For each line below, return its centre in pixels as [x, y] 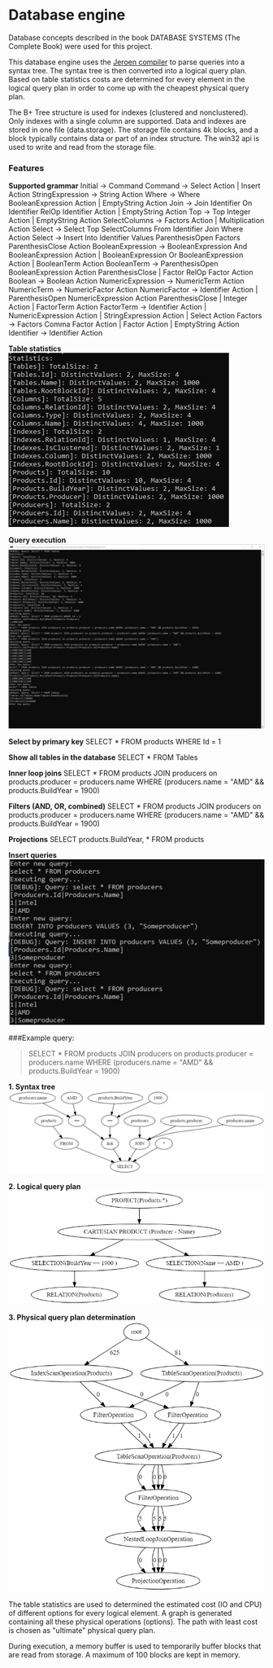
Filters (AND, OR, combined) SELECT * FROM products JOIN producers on [135, 806]
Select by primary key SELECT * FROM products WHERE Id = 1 [115, 741]
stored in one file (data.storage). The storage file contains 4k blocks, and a [133, 129]
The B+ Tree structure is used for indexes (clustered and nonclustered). [128, 112]
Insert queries [32, 855]
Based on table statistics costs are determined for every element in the [127, 79]
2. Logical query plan [45, 1186]
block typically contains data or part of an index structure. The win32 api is [134, 138]
